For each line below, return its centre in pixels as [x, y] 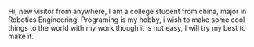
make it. [21, 36]
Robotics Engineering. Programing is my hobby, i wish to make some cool [127, 20]
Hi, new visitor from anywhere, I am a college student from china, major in [127, 11]
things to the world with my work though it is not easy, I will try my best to [127, 28]
